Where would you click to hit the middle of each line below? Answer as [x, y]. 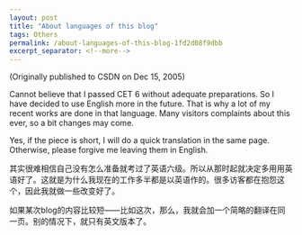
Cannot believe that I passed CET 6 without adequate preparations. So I [142, 95]
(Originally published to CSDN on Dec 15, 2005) [98, 77]
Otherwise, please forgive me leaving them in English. [109, 150]
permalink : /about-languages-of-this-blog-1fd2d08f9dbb [116, 43]
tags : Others [34, 34]
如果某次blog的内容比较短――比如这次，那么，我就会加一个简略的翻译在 [143, 210]
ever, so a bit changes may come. [72, 123]
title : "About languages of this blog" [84, 26]
